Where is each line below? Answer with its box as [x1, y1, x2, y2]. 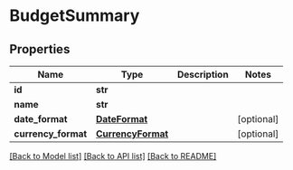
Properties [9, 42, 71, 57]
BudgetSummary [9, 5, 140, 26]
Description [176, 69, 229, 80]
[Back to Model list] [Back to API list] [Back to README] [9, 151, 217, 161]
